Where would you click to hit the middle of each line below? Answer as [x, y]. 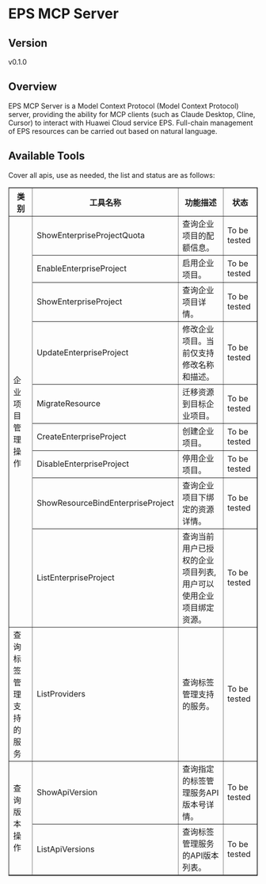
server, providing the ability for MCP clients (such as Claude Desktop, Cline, [132, 114]
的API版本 [200, 856]
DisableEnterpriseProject [83, 464]
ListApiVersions [66, 849]
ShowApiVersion [67, 792]
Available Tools [47, 156]
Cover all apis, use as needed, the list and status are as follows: [112, 175]
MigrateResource [69, 403]
